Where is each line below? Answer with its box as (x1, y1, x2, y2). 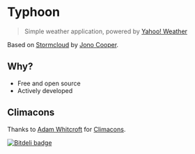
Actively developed (17, 86, 73, 94)
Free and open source (17, 79, 81, 87)
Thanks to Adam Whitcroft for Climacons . (7, 125, 126, 133)
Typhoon (7, 4, 61, 20)
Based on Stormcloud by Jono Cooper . (7, 40, 119, 49)
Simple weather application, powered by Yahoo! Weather (24, 27, 188, 35)
